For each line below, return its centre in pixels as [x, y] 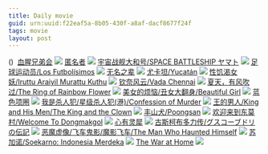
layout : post [30, 38]
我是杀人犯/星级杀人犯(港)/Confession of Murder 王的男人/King [150, 102]
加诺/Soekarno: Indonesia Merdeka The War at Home [101, 142]
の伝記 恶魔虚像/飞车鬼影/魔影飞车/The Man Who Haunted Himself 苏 [132, 132]
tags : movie [28, 30]
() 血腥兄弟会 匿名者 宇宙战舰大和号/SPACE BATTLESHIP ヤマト [124, 62]
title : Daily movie [41, 16]
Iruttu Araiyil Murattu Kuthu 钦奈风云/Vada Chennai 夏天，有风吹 [134, 82]
